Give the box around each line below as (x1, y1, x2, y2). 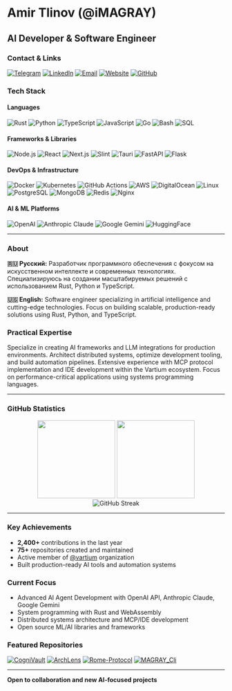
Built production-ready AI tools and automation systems (17, 560, 176, 568)
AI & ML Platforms (7, 204, 60, 213)
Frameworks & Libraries (7, 134, 77, 143)
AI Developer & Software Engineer (7, 33, 157, 44)
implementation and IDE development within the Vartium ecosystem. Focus (7, 366, 221, 374)
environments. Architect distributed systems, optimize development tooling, (7, 351, 222, 359)
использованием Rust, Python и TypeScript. (7, 282, 135, 290)
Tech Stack (7, 86, 46, 96)
